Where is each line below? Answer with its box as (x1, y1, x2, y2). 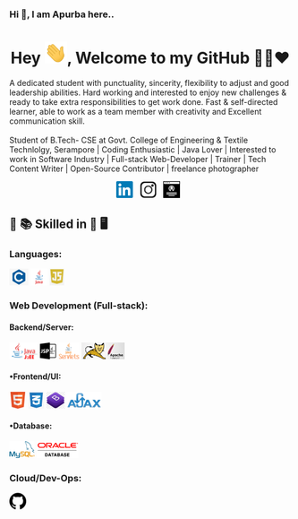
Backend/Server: (9, 322, 74, 333)
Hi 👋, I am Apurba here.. (9, 8, 115, 21)
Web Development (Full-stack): (9, 299, 149, 312)
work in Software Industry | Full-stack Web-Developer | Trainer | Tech (9, 153, 267, 164)
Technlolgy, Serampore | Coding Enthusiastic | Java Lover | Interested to (9, 143, 277, 155)
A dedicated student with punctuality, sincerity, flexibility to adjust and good (9, 77, 289, 88)
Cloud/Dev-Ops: (9, 471, 82, 484)
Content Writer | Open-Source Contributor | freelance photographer (9, 163, 260, 174)
